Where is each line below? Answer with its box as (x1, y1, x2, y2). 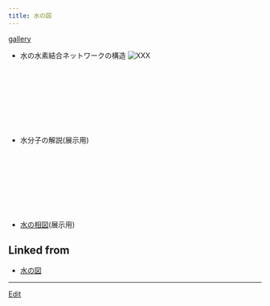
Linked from (8, 243, 70, 258)
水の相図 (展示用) (19, 219, 76, 229)
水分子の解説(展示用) (19, 134, 90, 145)
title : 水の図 (8, 11, 52, 20)
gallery (8, 34, 31, 43)
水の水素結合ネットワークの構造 (19, 50, 126, 60)
